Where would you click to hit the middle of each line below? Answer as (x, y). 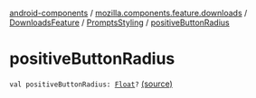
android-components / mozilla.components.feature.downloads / (128, 13)
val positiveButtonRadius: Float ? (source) (91, 84)
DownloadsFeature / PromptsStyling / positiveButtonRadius (120, 22)
